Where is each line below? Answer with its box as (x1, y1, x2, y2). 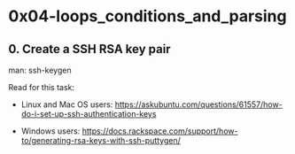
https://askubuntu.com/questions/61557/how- (114, 99, 283, 110)
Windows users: (20, 126, 81, 136)
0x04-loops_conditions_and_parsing (8, 6, 287, 27)
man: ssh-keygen (8, 65, 72, 75)
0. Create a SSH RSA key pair (8, 42, 171, 57)
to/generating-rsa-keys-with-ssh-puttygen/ (20, 135, 181, 145)
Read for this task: (8, 82, 75, 92)
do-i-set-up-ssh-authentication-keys (20, 109, 157, 119)
